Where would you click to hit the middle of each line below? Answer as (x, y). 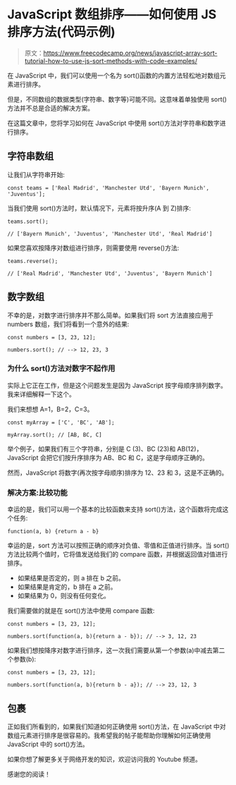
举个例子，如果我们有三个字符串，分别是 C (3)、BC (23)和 (92, 449)
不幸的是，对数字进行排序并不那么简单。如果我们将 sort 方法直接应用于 (110, 315)
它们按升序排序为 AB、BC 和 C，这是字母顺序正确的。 (131, 457)
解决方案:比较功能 (38, 492)
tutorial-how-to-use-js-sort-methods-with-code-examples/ (111, 61)
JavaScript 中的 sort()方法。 (48, 744)
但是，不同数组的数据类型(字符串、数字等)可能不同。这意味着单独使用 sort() (117, 99)
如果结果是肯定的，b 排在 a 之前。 (67, 587)
